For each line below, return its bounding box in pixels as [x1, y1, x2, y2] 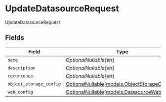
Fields [5, 34, 25, 42]
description [7, 65, 36, 70]
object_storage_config [7, 81, 61, 87]
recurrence [7, 73, 33, 79]
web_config [7, 89, 33, 95]
